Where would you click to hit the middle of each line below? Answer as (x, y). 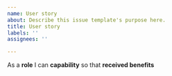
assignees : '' (28, 39)
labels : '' (23, 33)
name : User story (32, 13)
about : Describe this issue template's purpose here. (87, 20)
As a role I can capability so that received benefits (81, 65)
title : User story (34, 26)
